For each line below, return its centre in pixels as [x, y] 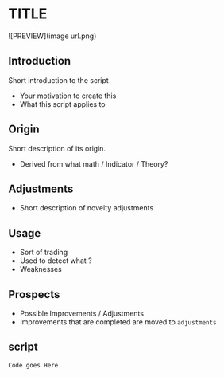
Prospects [34, 295]
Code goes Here [33, 365]
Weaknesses [41, 269]
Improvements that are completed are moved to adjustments [118, 322]
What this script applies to [62, 104]
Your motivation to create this [68, 96]
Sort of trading [44, 253]
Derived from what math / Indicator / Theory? [94, 163]
